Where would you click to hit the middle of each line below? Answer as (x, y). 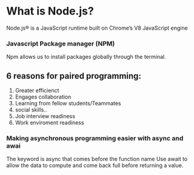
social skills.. (31, 110)
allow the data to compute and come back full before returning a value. (95, 165)
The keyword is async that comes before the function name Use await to (97, 159)
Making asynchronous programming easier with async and (95, 138)
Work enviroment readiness (49, 123)
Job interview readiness (45, 116)
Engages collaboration (43, 97)
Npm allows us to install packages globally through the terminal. (86, 57)
